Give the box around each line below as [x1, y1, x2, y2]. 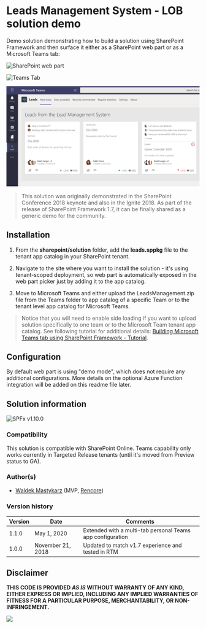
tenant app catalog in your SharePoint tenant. [15, 252, 130, 260]
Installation [6, 230, 50, 240]
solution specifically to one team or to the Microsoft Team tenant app [21, 320, 196, 328]
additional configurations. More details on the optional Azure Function [6, 374, 183, 382]
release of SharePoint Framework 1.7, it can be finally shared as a [21, 205, 186, 212]
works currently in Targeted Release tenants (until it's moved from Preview [6, 451, 195, 458]
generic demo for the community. [21, 212, 106, 219]
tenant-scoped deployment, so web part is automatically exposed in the [15, 271, 197, 278]
